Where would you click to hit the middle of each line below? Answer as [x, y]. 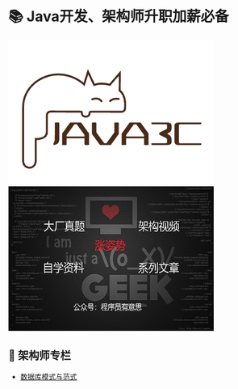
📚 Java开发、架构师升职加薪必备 [119, 17]
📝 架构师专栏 [40, 355]
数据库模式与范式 [48, 376]
